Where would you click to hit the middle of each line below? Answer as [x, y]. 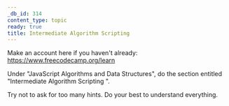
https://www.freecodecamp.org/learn [61, 61]
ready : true [25, 26]
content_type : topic [37, 20]
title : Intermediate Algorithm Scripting [69, 33]
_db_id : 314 [25, 14]
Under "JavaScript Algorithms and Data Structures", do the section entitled [115, 74]
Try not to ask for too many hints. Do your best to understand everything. [113, 95]
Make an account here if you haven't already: [72, 53]
